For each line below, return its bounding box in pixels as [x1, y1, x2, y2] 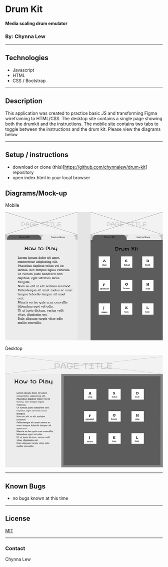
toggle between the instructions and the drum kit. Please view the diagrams [5, 126, 161, 132]
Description [5, 97, 42, 106]
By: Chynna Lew [5, 33, 46, 40]
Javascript [12, 67, 34, 73]
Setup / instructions [5, 151, 68, 159]
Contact [5, 544, 25, 551]
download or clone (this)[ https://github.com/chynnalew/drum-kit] [12, 164, 147, 170]
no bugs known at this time [12, 495, 68, 501]
